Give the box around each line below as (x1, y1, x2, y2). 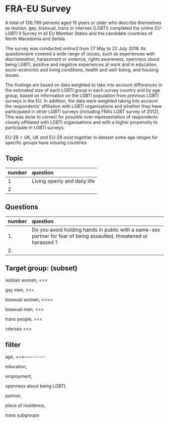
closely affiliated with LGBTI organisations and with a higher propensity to (5, 119, 158, 125)
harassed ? (32, 239, 58, 246)
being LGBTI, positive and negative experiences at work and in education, (5, 61, 158, 67)
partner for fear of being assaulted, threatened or (32, 232, 148, 239)
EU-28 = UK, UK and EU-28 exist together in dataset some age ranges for (5, 134, 158, 140)
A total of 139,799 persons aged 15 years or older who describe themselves (5, 20, 162, 26)
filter (5, 340, 21, 349)
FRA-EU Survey (5, 3, 71, 15)
